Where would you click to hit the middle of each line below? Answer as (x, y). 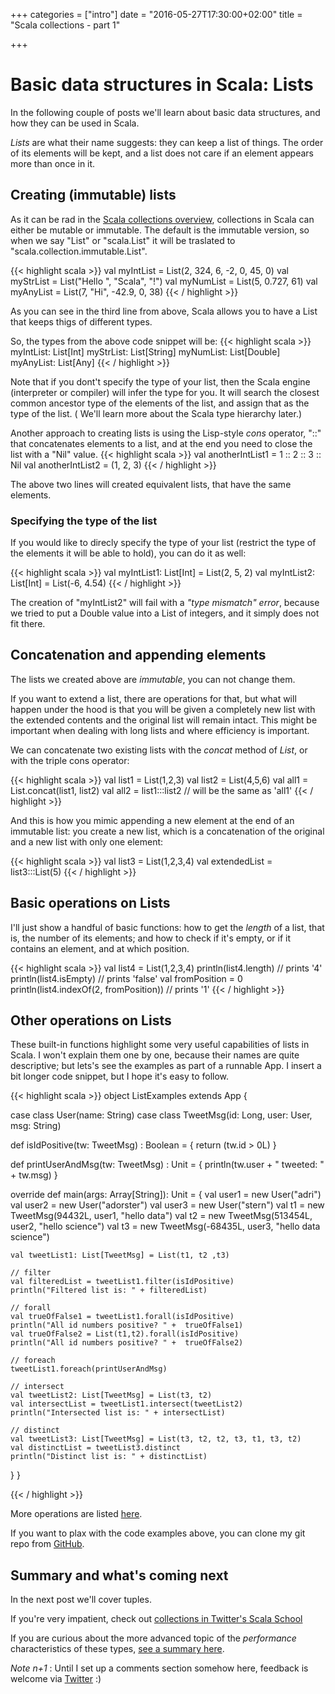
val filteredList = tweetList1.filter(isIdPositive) (122, 1282)
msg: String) (36, 1126)
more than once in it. (53, 163)
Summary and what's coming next (119, 1575)
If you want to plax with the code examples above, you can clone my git (158, 1533)
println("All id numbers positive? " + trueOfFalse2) (127, 1343)
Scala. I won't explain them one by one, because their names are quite (155, 1055)
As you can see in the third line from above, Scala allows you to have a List (164, 311)
